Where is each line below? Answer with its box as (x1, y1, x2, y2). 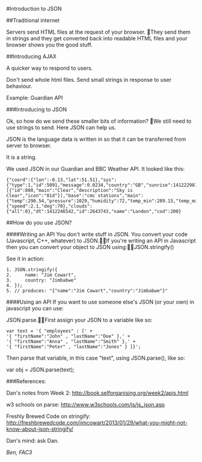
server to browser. (6, 142, 52, 149)
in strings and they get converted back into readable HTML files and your (6, 35, 188, 42)
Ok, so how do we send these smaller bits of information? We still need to (6, 117, 192, 125)
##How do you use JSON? (6, 219, 72, 226)
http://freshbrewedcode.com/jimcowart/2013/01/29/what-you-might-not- (6, 419, 188, 426)
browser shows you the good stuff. (6, 42, 93, 48)
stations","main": (97, 192, 144, 199)
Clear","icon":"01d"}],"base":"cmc (6, 192, 96, 199)
